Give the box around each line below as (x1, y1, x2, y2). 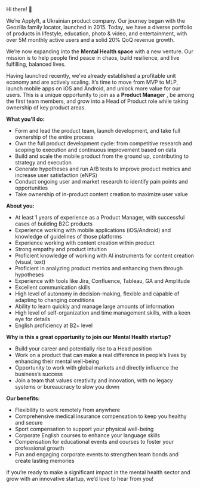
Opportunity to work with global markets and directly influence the (14, 364, 179, 371)
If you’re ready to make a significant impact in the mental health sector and (6, 469, 191, 475)
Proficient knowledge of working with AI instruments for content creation (14, 252, 194, 259)
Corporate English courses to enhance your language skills (14, 432, 160, 439)
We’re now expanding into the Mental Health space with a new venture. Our (6, 48, 194, 55)
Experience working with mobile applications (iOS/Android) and (14, 227, 171, 233)
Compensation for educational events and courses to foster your (14, 438, 174, 445)
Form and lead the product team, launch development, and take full (14, 127, 181, 134)
